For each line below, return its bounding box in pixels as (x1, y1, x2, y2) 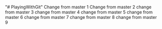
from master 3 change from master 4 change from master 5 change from (5, 9, 153, 15)
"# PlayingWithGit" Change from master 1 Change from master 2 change (5, 4, 152, 10)
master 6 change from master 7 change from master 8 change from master (5, 14, 157, 20)
